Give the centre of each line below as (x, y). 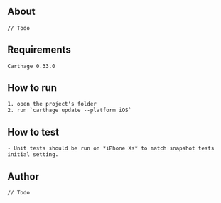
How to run (32, 88)
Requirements (39, 50)
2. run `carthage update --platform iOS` (70, 110)
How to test (33, 132)
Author (23, 176)
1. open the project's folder (52, 104)
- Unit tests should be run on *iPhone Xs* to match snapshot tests (111, 148)
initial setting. (33, 155)
